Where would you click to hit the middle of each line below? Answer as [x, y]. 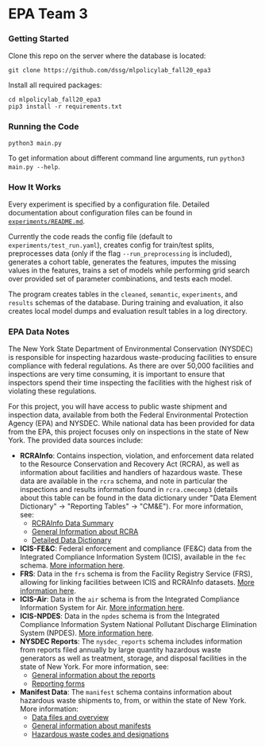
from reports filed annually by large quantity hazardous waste [121, 650]
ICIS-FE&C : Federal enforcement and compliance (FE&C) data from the [136, 548]
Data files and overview [70, 718]
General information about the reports [94, 675]
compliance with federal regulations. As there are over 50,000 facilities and [131, 366]
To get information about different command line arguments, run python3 [127, 158]
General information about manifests [91, 726]
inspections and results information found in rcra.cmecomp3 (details [129, 490]
